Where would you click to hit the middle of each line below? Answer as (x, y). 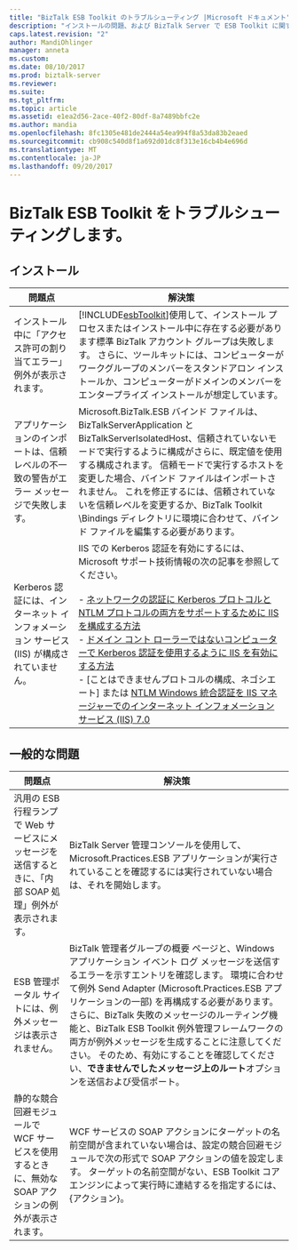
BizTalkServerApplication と (136, 425)
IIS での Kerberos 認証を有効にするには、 (164, 549)
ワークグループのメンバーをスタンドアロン (167, 368)
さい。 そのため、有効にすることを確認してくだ (168, 1055)
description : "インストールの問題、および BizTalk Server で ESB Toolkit (139, 26)
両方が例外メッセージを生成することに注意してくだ (176, 1042)
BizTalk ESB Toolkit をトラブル (122, 213)
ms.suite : (27, 92)
